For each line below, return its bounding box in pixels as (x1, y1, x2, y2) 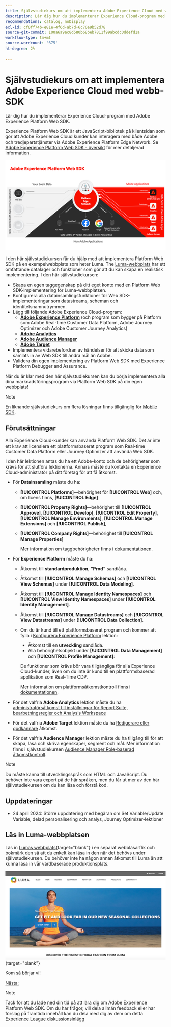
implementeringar (12, 298, 50, 304)
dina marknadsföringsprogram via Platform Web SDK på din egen (5, 379, 142, 385)
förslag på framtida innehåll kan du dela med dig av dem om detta (5, 1010, 144, 1016)
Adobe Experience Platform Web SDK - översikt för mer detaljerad (5, 144, 144, 150)
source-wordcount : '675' (5, 41, 58, 46)
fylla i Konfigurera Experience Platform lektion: (20, 632, 118, 638)
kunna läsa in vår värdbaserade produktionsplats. (5, 860, 109, 867)
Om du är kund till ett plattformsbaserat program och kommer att (20, 626, 156, 633)
